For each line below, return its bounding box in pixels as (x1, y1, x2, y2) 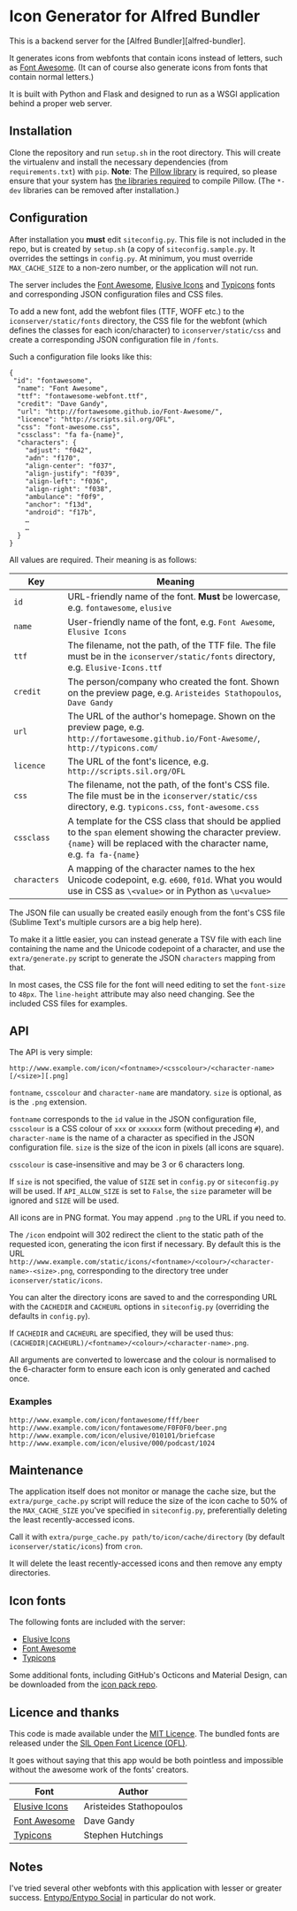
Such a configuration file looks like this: (9, 351, 153, 362)
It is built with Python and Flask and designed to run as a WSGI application (9, 89, 280, 99)
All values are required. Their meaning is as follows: (9, 554, 197, 565)
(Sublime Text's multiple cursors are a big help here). (9, 916, 202, 927)
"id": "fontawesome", (12, 376, 93, 385)
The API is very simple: (9, 1047, 93, 1058)
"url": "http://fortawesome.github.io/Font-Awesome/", (17, 407, 224, 416)
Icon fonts (9, 1593, 66, 1608)
